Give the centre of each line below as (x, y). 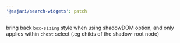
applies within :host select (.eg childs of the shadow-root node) (83, 34)
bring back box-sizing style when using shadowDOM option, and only (90, 28)
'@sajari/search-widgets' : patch (47, 11)
